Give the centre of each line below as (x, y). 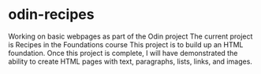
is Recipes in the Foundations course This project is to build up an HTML (126, 44)
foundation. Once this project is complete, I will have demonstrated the (123, 53)
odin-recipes (51, 15)
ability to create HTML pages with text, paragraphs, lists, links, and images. (130, 61)
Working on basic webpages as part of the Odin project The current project (130, 36)
